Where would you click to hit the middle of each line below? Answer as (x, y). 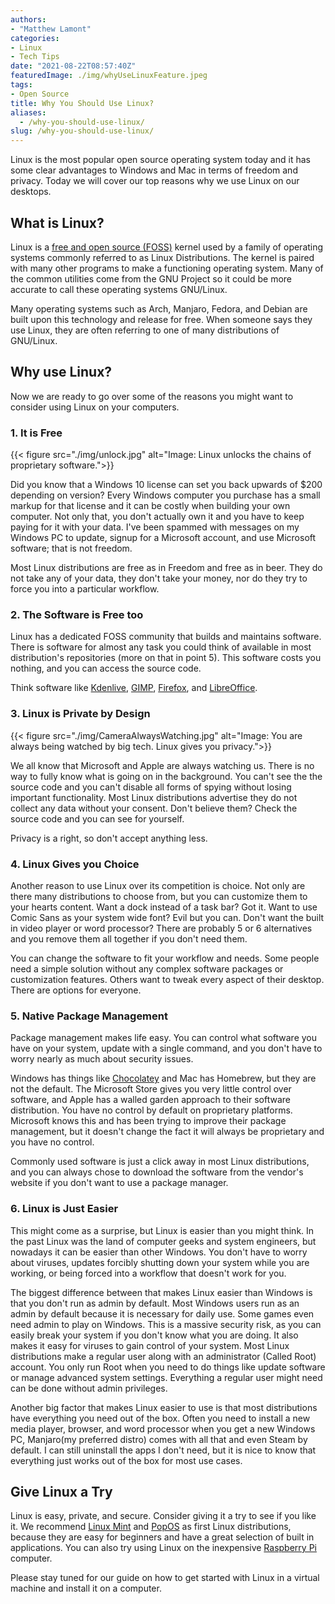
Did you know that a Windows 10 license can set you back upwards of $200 (166, 485)
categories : (35, 38)
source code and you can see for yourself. (97, 818)
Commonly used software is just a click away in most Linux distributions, (160, 1162)
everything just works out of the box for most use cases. (126, 1460)
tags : (21, 85)
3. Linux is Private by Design (80, 714)
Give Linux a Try (61, 1491)
